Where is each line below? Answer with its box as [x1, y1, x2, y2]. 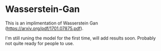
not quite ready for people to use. [5, 40, 74, 46]
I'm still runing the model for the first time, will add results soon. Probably [5, 35, 156, 41]
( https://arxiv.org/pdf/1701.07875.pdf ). [5, 25, 84, 31]
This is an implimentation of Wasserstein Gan [5, 20, 98, 26]
